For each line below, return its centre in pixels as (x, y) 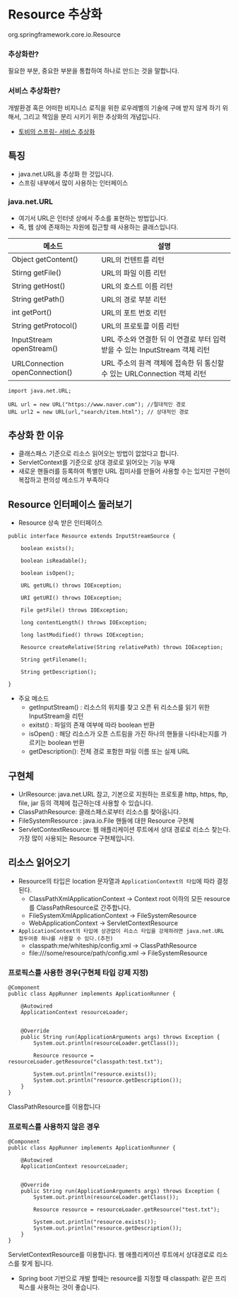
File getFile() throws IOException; (75, 611)
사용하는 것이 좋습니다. (69, 1287)
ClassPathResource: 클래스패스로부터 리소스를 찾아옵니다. (99, 812)
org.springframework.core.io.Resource (64, 34)
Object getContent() (45, 259)
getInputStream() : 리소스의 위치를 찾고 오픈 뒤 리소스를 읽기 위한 (119, 708)
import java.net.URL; (40, 391)
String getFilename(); (54, 660)
